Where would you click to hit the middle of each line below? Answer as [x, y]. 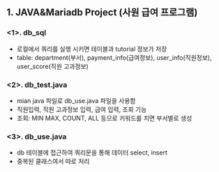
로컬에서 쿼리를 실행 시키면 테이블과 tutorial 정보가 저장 [92, 49]
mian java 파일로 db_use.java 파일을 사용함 [76, 100]
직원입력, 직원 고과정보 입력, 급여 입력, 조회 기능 [82, 109]
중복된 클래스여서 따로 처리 [53, 162]
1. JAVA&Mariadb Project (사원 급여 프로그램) [102, 13]
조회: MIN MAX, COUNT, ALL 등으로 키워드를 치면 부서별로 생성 [104, 118]
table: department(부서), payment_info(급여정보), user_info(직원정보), [114, 57]
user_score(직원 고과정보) [52, 66]
